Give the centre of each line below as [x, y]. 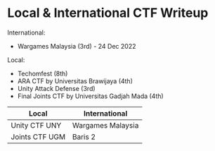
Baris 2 [84, 137]
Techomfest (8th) [43, 73]
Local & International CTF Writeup [108, 13]
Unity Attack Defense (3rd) [57, 88]
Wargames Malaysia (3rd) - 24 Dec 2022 [77, 46]
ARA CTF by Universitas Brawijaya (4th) [75, 81]
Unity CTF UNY [36, 125]
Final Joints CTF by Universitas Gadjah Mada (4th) [90, 96]
